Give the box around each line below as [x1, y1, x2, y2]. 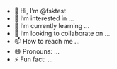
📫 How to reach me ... [13, 37, 80, 45]
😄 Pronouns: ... [13, 47, 60, 56]
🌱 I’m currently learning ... [13, 22, 90, 30]
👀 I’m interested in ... [13, 14, 74, 23]
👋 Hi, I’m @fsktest [13, 7, 67, 15]
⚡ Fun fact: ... [13, 55, 53, 63]
